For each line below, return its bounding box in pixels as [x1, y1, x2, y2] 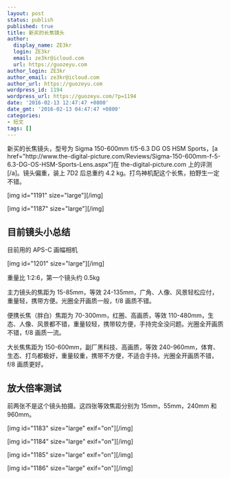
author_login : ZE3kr [7, 67, 67, 74]
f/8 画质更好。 [7, 360, 47, 369]
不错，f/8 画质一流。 [7, 329, 65, 337]
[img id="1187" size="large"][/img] [7, 205, 104, 213]
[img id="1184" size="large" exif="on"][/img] [7, 437, 134, 445]
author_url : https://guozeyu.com [7, 80, 103, 87]
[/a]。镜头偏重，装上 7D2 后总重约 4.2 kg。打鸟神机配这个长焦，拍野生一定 [7, 169, 220, 177]
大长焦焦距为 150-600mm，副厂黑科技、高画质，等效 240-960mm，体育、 [7, 343, 220, 351]
